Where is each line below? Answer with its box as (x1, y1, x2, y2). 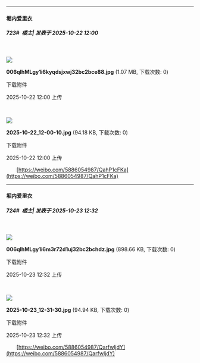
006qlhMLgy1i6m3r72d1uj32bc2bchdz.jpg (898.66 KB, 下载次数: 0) (6, 246, 176, 253)
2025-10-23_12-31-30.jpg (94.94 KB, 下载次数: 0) (6, 306, 130, 314)
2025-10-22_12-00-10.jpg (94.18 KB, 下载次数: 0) (6, 129, 128, 136)
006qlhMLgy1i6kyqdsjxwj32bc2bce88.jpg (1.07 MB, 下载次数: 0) (6, 68, 168, 75)
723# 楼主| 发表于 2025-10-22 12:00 (6, 29, 98, 36)
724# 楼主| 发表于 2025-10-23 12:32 (6, 206, 98, 214)
